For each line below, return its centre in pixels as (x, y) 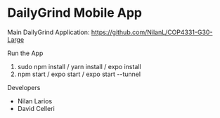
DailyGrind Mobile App (75, 13)
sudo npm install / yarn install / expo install (79, 66)
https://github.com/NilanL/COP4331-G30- (152, 32)
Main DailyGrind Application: (48, 32)
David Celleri (36, 108)
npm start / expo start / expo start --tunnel (79, 74)
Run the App (25, 53)
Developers (24, 87)
